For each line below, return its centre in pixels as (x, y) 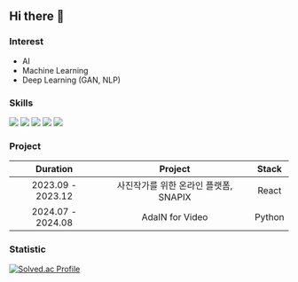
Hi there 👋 (37, 16)
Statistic (27, 249)
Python (269, 217)
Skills (21, 103)
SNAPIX (175, 198)
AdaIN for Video (175, 217)
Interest (27, 42)
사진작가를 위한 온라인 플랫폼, (175, 185)
